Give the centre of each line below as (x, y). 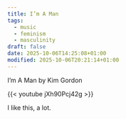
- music (25, 27)
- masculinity (35, 40)
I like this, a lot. (29, 108)
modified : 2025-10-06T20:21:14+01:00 (63, 60)
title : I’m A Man (33, 14)
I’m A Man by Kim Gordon (45, 80)
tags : (15, 21)
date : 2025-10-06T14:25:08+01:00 (57, 54)
